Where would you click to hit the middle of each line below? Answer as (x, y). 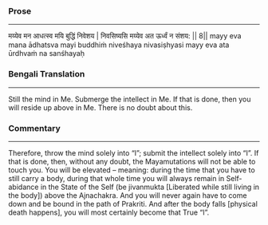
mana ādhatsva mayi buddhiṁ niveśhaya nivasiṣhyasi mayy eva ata (119, 45)
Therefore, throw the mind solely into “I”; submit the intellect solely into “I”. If (134, 152)
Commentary (35, 128)
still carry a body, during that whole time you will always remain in (116, 178)
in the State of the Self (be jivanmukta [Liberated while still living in (150, 187)
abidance (24, 187)
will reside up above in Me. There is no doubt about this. (100, 107)
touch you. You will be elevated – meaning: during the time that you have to (132, 170)
